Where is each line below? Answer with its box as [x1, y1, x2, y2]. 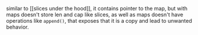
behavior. [6, 23, 29, 30]
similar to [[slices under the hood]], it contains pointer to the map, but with [6, 5, 188, 12]
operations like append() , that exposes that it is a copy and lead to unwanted [6, 17, 193, 24]
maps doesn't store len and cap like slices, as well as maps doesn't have [6, 11, 184, 18]
